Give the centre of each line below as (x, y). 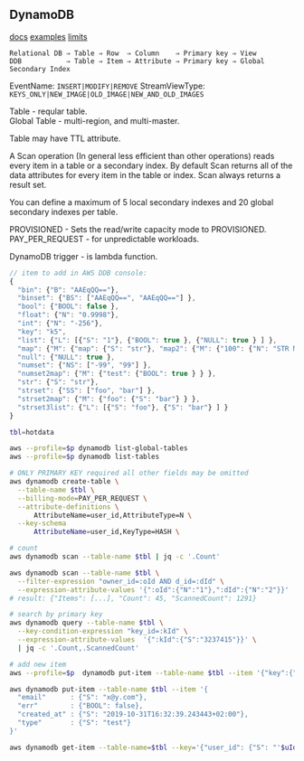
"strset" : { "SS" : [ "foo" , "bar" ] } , (86, 391)
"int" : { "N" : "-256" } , (60, 324)
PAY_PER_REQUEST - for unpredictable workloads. (104, 239)
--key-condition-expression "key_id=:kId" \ (103, 632)
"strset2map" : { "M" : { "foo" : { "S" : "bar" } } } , (109, 399)
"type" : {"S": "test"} (74, 723)
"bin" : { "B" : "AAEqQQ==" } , (68, 290)
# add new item (38, 664)
